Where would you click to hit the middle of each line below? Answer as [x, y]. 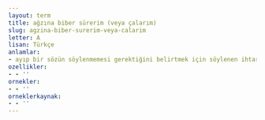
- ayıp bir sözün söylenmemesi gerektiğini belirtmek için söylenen [123, 60]
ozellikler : [28, 67]
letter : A [24, 37]
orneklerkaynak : [35, 96]
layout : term [30, 15]
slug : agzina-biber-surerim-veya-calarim [77, 30]
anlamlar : [24, 52]
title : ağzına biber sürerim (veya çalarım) [82, 23]
